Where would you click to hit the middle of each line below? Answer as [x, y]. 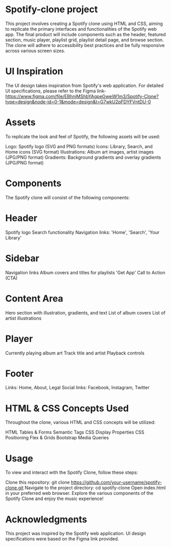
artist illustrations [23, 318]
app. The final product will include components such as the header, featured [86, 34]
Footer [20, 373]
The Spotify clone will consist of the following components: [68, 197]
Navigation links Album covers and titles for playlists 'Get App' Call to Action [85, 272]
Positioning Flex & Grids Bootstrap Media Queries [57, 438]
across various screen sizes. [35, 51]
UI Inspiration [34, 71]
